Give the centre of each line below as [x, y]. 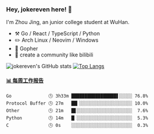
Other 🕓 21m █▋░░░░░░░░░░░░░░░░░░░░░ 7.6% [77, 110]
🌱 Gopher [26, 49]
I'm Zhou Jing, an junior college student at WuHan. [68, 22]
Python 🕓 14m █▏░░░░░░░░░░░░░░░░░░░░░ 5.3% [77, 118]
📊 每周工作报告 [25, 80]
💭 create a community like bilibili [54, 55]
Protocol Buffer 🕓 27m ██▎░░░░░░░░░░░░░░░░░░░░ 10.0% [77, 103]
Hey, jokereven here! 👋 [39, 9]
